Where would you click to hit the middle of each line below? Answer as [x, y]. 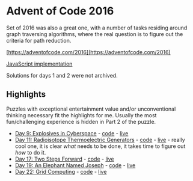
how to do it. [30, 152]
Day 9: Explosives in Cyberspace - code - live [72, 133]
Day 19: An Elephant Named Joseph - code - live [75, 165]
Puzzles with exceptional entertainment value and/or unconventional [91, 109]
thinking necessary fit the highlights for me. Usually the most [81, 115]
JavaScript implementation [39, 64]
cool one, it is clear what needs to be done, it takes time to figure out [100, 146]
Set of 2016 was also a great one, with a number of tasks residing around [97, 28]
